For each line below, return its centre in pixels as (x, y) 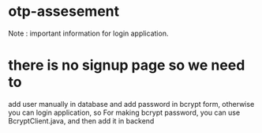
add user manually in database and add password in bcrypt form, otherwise (131, 104)
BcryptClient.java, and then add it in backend (81, 120)
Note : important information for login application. (88, 33)
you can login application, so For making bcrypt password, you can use (124, 112)
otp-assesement (64, 11)
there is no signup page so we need (127, 65)
